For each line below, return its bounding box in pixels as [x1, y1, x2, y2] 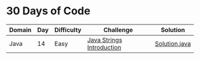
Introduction [87, 43, 121, 51]
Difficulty [54, 26, 82, 34]
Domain [9, 26, 32, 34]
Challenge [103, 26, 133, 34]
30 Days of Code [6, 4, 90, 18]
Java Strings [87, 36, 123, 44]
